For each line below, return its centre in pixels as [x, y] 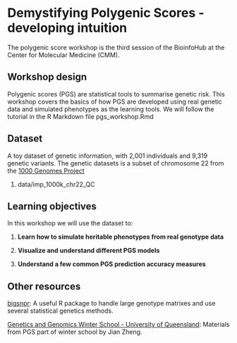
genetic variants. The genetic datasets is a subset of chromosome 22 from [116, 163]
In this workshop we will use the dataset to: [70, 223]
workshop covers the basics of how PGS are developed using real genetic [115, 101]
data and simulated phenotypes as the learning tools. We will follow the [111, 109]
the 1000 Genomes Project [46, 170]
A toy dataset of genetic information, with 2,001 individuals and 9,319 [108, 156]
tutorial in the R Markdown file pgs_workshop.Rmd [80, 116]
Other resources [44, 286]
